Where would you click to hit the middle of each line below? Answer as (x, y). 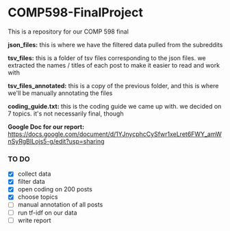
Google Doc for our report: (46, 126)
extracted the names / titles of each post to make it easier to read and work (114, 65)
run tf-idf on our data (47, 213)
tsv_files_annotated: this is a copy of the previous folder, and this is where (113, 85)
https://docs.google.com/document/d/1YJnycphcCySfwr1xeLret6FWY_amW (115, 134)
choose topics (38, 197)
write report (34, 220)
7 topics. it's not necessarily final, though (66, 113)
